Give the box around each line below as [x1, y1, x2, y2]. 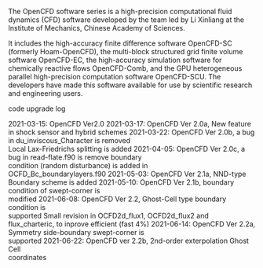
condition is [8, 203, 46, 211]
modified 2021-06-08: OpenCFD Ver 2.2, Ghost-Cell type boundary [8, 194, 227, 204]
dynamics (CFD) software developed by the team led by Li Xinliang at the [8, 15, 245, 24]
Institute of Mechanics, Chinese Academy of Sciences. [8, 24, 186, 32]
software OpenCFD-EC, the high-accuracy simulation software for [8, 55, 222, 64]
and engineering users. [8, 89, 83, 97]
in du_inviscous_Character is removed [8, 136, 131, 145]
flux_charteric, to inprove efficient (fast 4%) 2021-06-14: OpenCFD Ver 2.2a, [8, 219, 256, 229]
